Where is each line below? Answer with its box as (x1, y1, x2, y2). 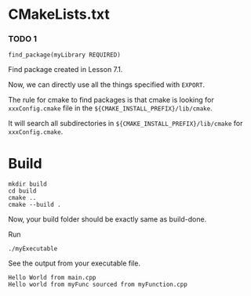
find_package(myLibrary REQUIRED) (8, 51, 122, 60)
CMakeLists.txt (8, 5, 110, 23)
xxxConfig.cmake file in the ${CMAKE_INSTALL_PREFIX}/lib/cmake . (8, 103, 213, 113)
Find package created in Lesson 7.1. (8, 65, 123, 74)
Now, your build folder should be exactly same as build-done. (8, 215, 207, 224)
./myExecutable (8, 245, 58, 253)
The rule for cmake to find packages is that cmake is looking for (8, 96, 214, 105)
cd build (8, 187, 37, 195)
